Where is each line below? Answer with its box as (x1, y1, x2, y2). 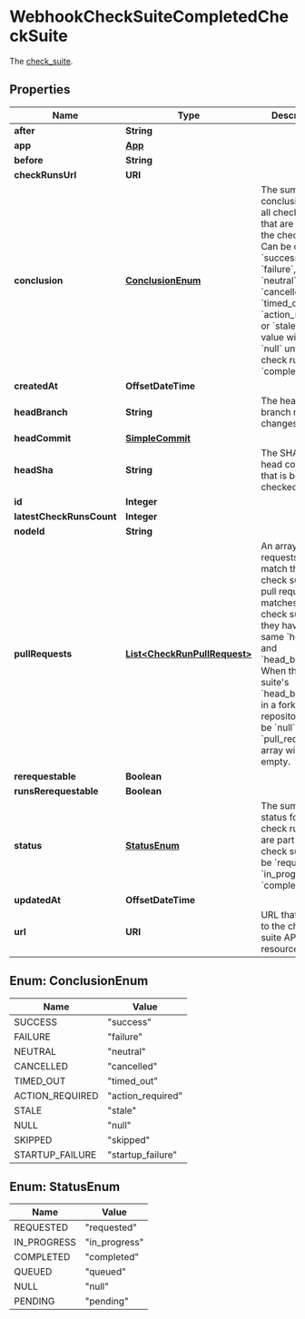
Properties (9, 82, 71, 97)
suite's (261, 675, 290, 688)
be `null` (261, 721, 296, 733)
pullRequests (14, 647, 73, 660)
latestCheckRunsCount (14, 510, 117, 523)
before (14, 153, 44, 166)
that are (261, 217, 294, 230)
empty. (261, 755, 291, 768)
